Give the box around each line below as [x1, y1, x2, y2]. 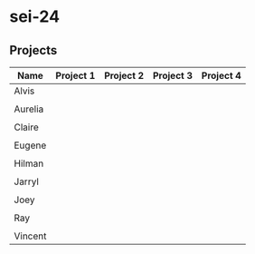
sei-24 [9, 6, 61, 27]
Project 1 [55, 70, 96, 82]
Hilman [14, 157, 44, 170]
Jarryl [14, 175, 39, 188]
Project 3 [152, 70, 193, 82]
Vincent [14, 230, 47, 242]
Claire [14, 121, 39, 133]
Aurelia [14, 103, 44, 115]
